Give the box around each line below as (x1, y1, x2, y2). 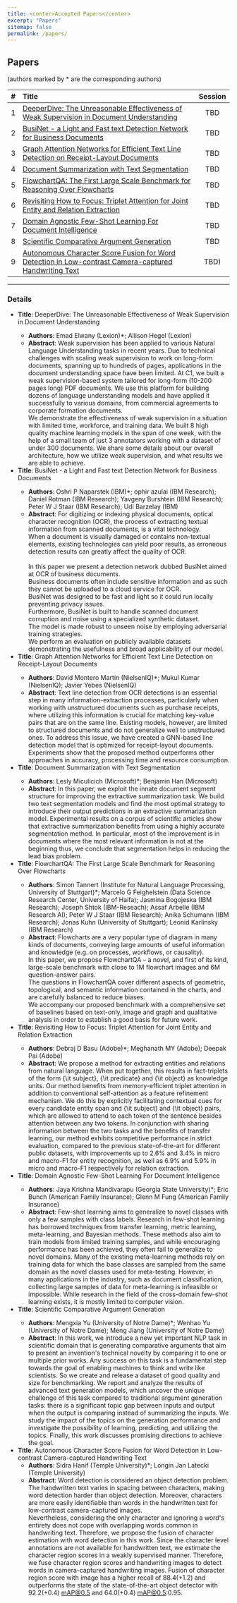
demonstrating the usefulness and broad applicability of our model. (28, 645, 224, 653)
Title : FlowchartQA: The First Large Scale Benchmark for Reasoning (17, 860, 215, 868)
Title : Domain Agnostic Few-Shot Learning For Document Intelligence (17, 1171, 220, 1180)
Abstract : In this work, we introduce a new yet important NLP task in (28, 1334, 228, 1342)
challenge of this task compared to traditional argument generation (28, 1394, 223, 1402)
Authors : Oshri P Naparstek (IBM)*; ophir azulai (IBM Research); (28, 487, 217, 496)
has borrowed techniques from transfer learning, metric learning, (28, 1223, 217, 1231)
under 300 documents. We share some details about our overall (28, 444, 214, 452)
